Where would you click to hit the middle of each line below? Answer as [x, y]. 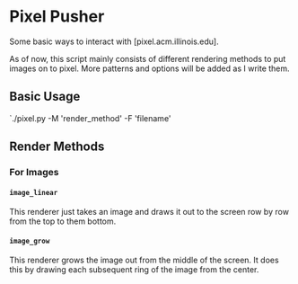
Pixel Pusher [57, 17]
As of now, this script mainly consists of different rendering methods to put [148, 58]
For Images [34, 173]
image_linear [34, 192]
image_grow [30, 241]
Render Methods [57, 147]
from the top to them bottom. [63, 221]
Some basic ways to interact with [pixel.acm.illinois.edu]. [114, 41]
